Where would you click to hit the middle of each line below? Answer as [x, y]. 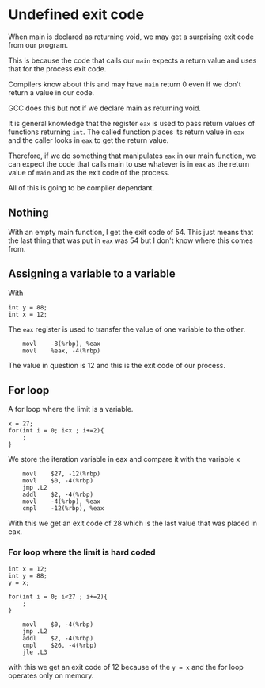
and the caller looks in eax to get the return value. [89, 140]
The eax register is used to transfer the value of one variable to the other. [127, 329]
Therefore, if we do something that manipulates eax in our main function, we [132, 156]
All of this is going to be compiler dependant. [81, 187]
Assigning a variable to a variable [92, 274]
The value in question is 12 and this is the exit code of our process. [117, 365]
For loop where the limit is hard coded [82, 552]
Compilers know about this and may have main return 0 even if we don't [125, 84]
